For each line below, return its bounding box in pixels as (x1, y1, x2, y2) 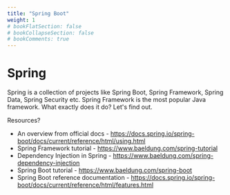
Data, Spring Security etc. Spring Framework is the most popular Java (7, 96, 206, 104)
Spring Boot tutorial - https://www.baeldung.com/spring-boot (17, 166, 192, 174)
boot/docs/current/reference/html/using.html (17, 137, 146, 145)
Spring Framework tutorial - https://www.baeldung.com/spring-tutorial (17, 144, 218, 152)
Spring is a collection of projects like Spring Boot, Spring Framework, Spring (7, 88, 224, 96)
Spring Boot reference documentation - (17, 174, 130, 182)
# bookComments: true (7, 36, 70, 43)
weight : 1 (7, 17, 36, 23)
